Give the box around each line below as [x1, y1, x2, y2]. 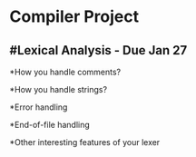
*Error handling [9, 102, 68, 113]
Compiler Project [9, 6, 140, 27]
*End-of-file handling [9, 120, 91, 130]
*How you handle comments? [9, 66, 121, 77]
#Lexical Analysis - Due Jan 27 [9, 43, 188, 58]
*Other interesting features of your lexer [9, 137, 161, 147]
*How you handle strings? [9, 84, 107, 94]
